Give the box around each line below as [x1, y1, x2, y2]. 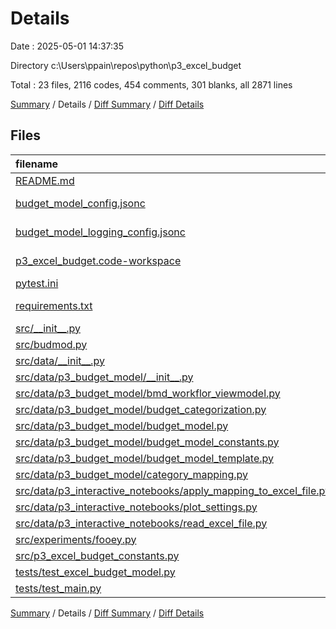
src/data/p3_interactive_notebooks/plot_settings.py [15, 500, 258, 514]
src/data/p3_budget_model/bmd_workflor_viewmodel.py [15, 386, 281, 400]
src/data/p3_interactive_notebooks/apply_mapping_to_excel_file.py [15, 483, 332, 497]
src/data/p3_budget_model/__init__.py [15, 370, 194, 384]
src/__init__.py [15, 321, 82, 335]
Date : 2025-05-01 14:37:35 [10, 40, 125, 52]
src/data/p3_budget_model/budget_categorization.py [15, 402, 267, 416]
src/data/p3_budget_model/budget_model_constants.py [15, 435, 280, 449]
